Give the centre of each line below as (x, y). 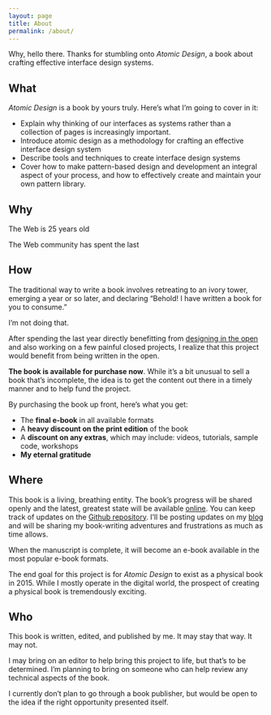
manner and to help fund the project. (70, 388)
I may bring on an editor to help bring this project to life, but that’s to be (127, 661)
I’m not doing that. (39, 322)
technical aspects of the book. (59, 678)
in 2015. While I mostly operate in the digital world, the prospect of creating (134, 583)
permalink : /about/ (41, 31)
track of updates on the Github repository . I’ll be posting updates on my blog (136, 517)
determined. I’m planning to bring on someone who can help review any (128, 670)
